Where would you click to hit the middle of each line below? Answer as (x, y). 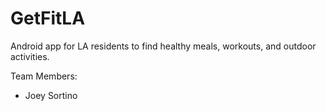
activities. (30, 56)
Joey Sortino (51, 95)
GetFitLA (48, 18)
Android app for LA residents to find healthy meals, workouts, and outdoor (163, 46)
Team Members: (44, 76)
